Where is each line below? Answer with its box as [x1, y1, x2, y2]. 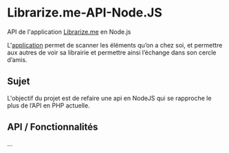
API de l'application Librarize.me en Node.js [7, 28, 131, 36]
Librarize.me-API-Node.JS [7, 5, 163, 21]
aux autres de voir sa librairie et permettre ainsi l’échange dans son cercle [7, 48, 217, 57]
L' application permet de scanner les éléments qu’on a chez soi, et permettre [7, 41, 223, 49]
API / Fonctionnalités [7, 121, 98, 133]
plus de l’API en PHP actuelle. [7, 101, 91, 110]
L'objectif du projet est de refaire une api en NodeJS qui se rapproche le [7, 94, 212, 102]
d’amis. [7, 55, 28, 63]
